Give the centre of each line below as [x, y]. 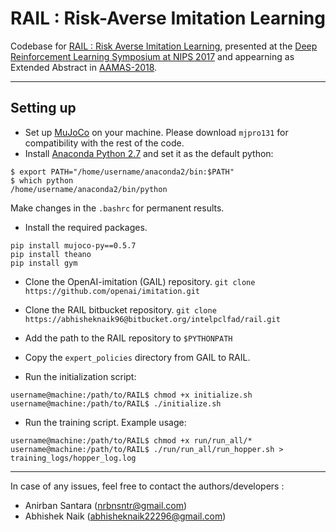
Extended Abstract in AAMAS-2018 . [84, 67]
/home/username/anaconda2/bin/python [89, 189]
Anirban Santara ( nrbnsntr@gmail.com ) [106, 505]
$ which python [42, 180]
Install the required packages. [86, 227]
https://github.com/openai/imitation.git [112, 291]
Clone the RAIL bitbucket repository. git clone [120, 309]
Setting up [43, 108]
